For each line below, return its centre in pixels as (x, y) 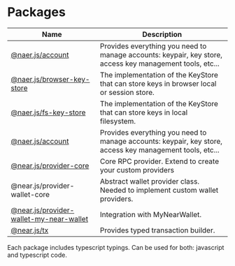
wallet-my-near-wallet (50, 219)
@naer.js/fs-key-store (48, 112)
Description (162, 34)
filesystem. (118, 121)
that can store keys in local (144, 112)
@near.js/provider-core (50, 165)
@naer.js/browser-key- (50, 79)
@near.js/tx (30, 230)
